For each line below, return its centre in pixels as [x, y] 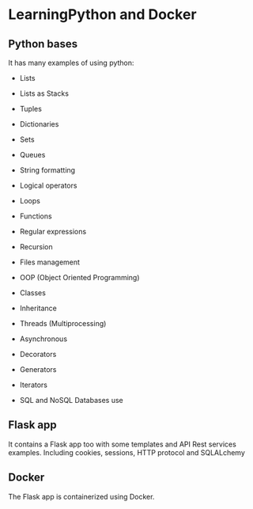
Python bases [43, 44]
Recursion [36, 247]
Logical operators [48, 185]
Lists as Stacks [44, 93]
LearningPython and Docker [102, 15]
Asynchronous [43, 339]
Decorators [38, 354]
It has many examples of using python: [71, 63]
